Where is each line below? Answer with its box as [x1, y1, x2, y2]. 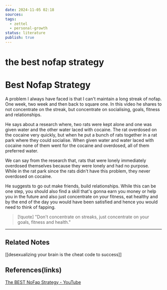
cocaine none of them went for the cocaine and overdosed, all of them [5, 143, 150, 148]
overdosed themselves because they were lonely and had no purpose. [5, 163, 150, 168]
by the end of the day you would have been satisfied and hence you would [5, 199, 158, 205]
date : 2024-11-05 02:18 [5, 7, 55, 12]
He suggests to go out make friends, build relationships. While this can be [5, 183, 157, 189]
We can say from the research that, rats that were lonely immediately [5, 157, 147, 163]
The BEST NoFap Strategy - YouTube [5, 279, 81, 285]
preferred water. [5, 148, 39, 153]
